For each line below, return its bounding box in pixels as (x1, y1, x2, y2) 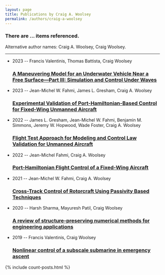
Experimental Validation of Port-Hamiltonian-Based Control (12, 99, 157, 106)
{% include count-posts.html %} (5, 264, 70, 270)
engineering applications (12, 223, 74, 230)
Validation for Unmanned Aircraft (12, 141, 93, 148)
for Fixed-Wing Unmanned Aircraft (12, 106, 97, 113)
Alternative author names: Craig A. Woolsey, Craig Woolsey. (5, 44, 126, 50)
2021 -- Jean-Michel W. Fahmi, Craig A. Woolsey (12, 175, 111, 181)
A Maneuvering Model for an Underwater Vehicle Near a (12, 70, 149, 77)
